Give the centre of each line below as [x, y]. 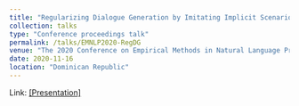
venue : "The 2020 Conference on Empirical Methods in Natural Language [145, 51]
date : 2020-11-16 [41, 59]
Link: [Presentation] [45, 92]
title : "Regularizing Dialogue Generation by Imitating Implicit [133, 17]
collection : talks [43, 26]
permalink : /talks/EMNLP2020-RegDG [75, 42]
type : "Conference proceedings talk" [79, 34]
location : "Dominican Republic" [69, 68]
